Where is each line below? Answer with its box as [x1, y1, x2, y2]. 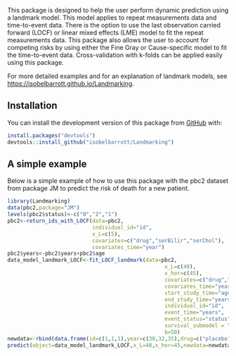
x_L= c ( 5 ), [92, 230, 121, 238]
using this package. [7, 58, 65, 66]
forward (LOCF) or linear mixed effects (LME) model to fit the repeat [7, 28, 204, 37]
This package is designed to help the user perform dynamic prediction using [7, 6, 229, 14]
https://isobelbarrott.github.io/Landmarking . [7, 80, 135, 87]
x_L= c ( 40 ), [164, 263, 197, 270]
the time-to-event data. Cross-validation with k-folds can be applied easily [7, 51, 223, 59]
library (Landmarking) [7, 198, 71, 205]
